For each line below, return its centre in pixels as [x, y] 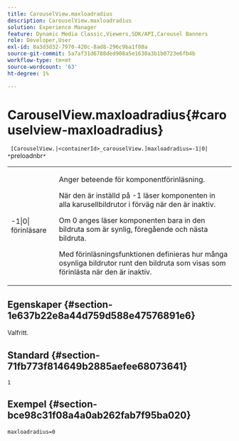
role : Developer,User [39, 41]
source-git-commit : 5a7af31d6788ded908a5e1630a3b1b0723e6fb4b [101, 54]
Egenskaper [35, 304]
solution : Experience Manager [52, 27]
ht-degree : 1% [28, 73]
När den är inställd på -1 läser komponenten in [137, 196]
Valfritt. [18, 333]
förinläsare [29, 230]
